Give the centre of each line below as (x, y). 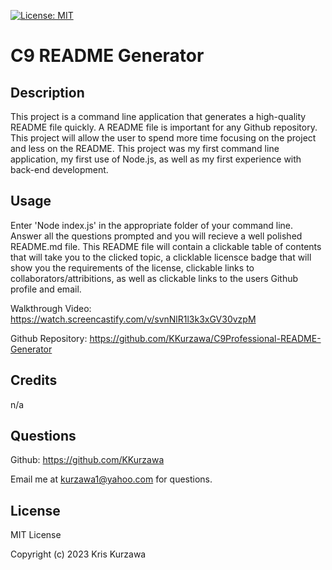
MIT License (36, 535)
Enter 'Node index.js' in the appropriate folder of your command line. (152, 225)
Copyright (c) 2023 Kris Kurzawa (78, 554)
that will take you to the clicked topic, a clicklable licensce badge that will (161, 257)
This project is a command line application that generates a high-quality (158, 116)
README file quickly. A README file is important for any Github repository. (164, 127)
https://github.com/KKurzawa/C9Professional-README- (205, 338)
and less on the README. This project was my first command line (145, 148)
